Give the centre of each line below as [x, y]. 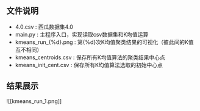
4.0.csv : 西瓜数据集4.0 [44, 27]
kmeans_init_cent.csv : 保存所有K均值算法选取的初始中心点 [89, 65]
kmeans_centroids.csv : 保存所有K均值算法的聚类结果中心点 [90, 57]
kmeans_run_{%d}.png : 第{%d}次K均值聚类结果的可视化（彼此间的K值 [104, 42]
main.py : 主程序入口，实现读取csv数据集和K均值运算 [82, 34]
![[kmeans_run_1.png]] [34, 101]
